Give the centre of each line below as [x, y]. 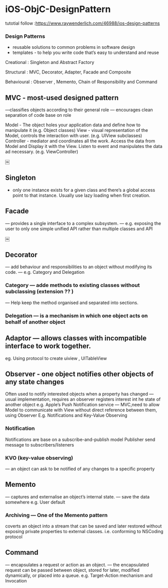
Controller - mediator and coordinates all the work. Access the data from [80, 141]
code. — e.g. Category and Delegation [45, 272]
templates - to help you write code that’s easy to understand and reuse [86, 53]
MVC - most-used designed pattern [62, 97]
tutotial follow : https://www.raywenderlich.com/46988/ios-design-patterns [82, 23]
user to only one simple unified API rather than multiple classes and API [79, 229]
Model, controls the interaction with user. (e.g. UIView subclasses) [74, 136]
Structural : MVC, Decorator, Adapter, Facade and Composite [68, 72]
